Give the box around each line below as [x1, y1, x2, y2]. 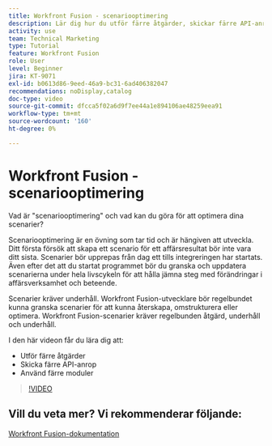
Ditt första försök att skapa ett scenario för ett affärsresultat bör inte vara [8, 244, 252, 253]
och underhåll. [8, 319, 57, 329]
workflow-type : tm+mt [8, 110, 82, 118]
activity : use [8, 27, 57, 35]
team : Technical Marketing [8, 34, 100, 43]
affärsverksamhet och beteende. [8, 278, 117, 287]
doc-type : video [8, 95, 63, 103]
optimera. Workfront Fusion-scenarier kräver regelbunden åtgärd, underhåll [8, 311, 261, 321]
